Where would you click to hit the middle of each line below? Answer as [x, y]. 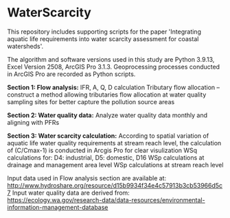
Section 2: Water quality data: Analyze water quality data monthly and [107, 115]
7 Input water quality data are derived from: [69, 193]
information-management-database [58, 207]
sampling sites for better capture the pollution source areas [91, 101]
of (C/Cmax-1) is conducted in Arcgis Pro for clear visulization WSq [102, 150]
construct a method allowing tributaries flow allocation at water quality [107, 95]
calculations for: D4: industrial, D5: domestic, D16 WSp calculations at [106, 157]
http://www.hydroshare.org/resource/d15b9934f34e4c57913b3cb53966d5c [115, 185]
